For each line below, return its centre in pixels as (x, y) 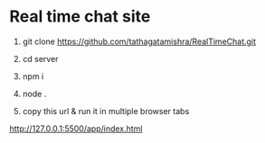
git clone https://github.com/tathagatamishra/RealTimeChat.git (139, 41)
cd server (40, 58)
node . (34, 94)
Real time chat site (80, 17)
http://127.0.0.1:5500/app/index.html (76, 129)
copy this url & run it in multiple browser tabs (106, 111)
